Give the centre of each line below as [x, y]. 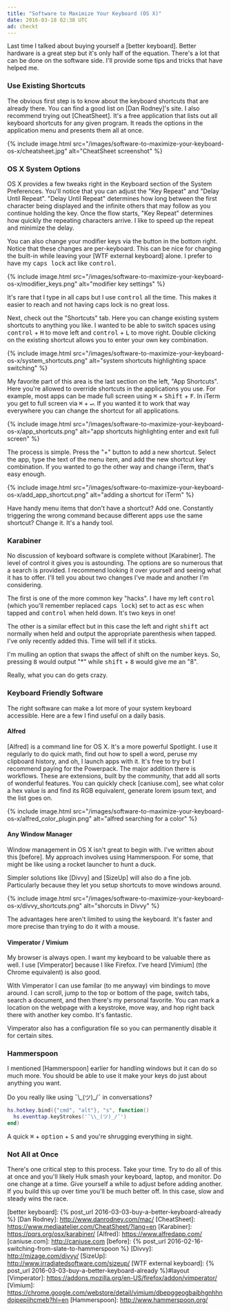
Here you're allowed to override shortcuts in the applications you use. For [111, 388]
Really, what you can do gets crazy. [58, 675]
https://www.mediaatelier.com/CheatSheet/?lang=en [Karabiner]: [100, 1227]
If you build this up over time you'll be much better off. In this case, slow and [115, 1192]
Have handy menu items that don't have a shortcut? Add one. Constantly [110, 508]
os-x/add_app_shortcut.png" [48, 495]
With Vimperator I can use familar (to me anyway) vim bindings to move [109, 986]
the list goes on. [30, 798]
